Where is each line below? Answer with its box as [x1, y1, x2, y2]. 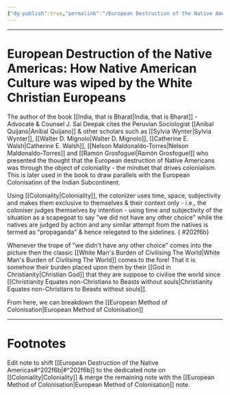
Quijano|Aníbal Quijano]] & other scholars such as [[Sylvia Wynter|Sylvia [7, 127, 212, 135]
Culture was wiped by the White [7, 75, 193, 91]
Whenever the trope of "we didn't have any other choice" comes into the [7, 241, 212, 249]
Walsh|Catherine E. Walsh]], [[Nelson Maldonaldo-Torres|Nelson [7, 141, 189, 149]
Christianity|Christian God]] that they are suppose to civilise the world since [7, 270, 221, 278]
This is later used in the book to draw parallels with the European [7, 171, 190, 179]
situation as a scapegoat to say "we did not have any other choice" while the [7, 213, 223, 222]
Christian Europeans [7, 90, 127, 105]
